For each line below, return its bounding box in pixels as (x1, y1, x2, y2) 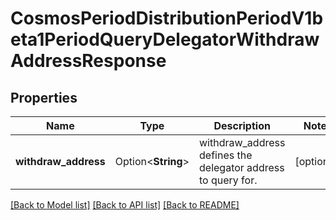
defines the (199, 148, 253, 162)
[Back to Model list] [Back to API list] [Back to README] (10, 199, 240, 211)
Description (213, 119, 271, 132)
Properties (10, 89, 78, 106)
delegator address (199, 161, 285, 174)
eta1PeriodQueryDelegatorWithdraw (10, 28, 320, 51)
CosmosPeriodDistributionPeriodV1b (10, 7, 324, 30)
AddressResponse (10, 50, 167, 72)
